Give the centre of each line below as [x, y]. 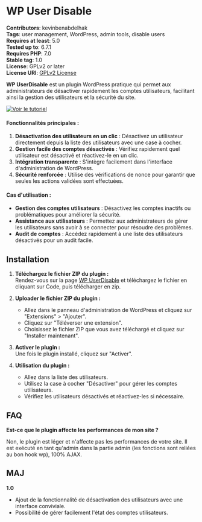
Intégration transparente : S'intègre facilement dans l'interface [94, 162]
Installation [28, 259]
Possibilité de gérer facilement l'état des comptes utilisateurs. [91, 512]
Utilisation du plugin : [42, 366]
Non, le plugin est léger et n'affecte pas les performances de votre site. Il [97, 441]
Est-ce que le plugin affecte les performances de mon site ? [82, 430]
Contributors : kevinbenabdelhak [47, 28]
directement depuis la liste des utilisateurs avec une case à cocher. [98, 142]
